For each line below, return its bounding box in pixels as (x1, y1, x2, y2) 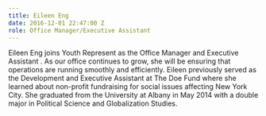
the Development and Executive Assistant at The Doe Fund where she (8, 73, 237, 83)
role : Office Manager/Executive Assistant (8, 26, 151, 34)
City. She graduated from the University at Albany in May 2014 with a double (8, 91, 259, 100)
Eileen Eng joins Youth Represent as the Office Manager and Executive (8, 48, 239, 58)
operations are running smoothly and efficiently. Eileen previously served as (8, 65, 256, 75)
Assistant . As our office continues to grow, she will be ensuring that (8, 56, 231, 66)
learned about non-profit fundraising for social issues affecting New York (8, 82, 248, 91)
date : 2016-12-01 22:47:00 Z (8, 19, 105, 27)
